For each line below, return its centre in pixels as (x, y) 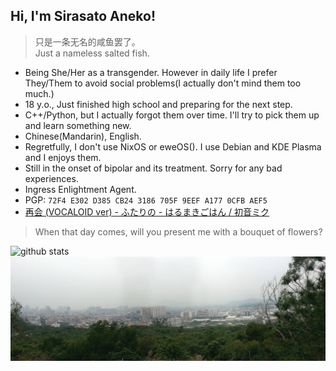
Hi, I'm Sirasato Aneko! (83, 16)
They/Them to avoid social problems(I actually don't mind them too (163, 83)
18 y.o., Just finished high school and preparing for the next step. (158, 104)
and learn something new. (78, 125)
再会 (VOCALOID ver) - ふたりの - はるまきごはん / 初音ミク (147, 211)
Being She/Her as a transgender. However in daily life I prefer (151, 72)
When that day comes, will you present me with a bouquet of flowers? (178, 231)
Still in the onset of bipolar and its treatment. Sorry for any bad (153, 168)
